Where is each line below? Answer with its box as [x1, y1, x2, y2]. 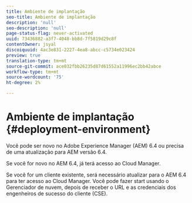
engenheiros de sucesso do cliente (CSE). [6, 189, 108, 197]
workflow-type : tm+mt [6, 69, 59, 75]
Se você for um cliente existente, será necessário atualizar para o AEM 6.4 [6, 171, 187, 178]
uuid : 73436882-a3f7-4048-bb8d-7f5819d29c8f [6, 36, 117, 42]
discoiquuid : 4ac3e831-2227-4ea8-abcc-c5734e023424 [6, 47, 135, 53]
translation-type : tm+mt [6, 58, 67, 64]
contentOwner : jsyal [6, 42, 57, 48]
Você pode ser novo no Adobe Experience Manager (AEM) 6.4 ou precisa [6, 142, 184, 149]
